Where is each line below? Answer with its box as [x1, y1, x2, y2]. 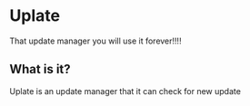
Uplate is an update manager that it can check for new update [9, 85, 241, 96]
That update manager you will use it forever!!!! [9, 35, 182, 46]
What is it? [9, 62, 71, 77]
